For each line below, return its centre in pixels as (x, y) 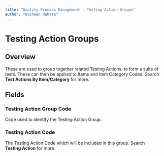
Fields (15, 95)
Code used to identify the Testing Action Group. (53, 119)
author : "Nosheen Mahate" (32, 14)
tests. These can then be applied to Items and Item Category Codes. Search (82, 74)
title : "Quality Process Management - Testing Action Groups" (70, 10)
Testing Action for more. (30, 148)
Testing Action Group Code (38, 109)
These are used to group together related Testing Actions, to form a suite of (82, 69)
